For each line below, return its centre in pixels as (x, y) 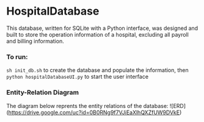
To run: (17, 57)
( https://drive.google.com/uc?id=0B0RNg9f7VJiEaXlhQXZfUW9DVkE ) (94, 112)
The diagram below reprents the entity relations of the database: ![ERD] (96, 106)
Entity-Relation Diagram (43, 93)
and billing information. (35, 41)
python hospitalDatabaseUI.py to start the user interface (77, 77)
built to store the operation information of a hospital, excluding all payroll (98, 34)
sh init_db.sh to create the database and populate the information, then (98, 70)
